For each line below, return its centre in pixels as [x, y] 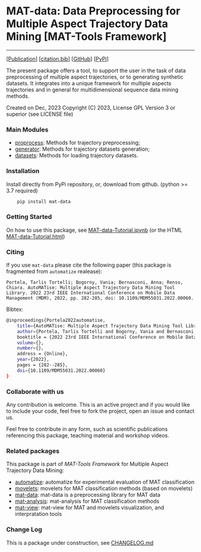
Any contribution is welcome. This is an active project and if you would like [98, 404]
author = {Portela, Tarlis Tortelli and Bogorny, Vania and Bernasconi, [107, 332]
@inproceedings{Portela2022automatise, [56, 320]
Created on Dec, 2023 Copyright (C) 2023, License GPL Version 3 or [91, 108]
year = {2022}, [33, 359]
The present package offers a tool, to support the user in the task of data [96, 70]
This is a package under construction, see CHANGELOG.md [80, 542]
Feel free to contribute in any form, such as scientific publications [87, 429]
